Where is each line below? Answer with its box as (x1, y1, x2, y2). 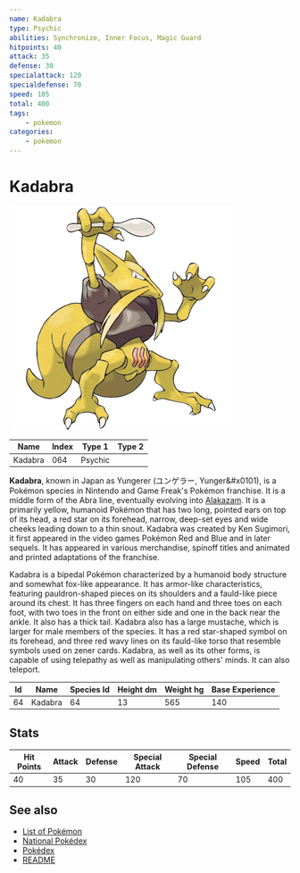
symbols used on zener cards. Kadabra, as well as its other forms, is (9, 645, 261, 656)
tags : (9, 108, 29, 118)
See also (9, 802, 58, 818)
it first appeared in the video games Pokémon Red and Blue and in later (9, 533, 271, 544)
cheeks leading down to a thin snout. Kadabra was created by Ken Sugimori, (9, 524, 290, 534)
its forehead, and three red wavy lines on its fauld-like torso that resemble (9, 635, 281, 647)
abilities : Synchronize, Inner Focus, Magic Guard (9, 33, 202, 42)
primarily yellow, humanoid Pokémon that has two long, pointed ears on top (9, 505, 287, 516)
